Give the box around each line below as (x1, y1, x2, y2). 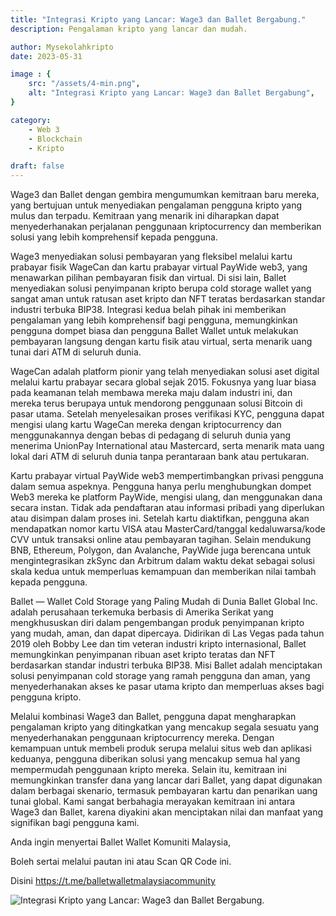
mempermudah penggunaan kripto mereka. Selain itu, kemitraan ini (10, 764, 287, 776)
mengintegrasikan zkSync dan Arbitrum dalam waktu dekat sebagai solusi (10, 555, 315, 567)
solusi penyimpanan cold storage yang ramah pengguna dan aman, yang (10, 670, 311, 682)
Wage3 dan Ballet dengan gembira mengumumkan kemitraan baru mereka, (10, 189, 320, 201)
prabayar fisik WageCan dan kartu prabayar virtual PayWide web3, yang (10, 261, 308, 273)
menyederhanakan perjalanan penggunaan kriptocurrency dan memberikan (10, 221, 322, 233)
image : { (10, 69, 52, 80)
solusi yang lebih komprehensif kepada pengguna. (10, 231, 218, 243)
